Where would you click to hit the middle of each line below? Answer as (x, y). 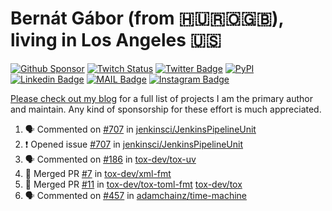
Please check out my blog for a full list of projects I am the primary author (162, 98)
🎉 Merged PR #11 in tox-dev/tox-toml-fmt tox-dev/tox (133, 184)
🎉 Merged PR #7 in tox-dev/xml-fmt (98, 173)
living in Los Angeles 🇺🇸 (116, 40)
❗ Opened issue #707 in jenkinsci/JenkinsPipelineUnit (134, 144)
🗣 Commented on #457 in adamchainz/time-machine (136, 195)
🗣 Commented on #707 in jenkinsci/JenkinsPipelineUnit (140, 129)
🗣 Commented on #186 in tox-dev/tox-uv (110, 159)
